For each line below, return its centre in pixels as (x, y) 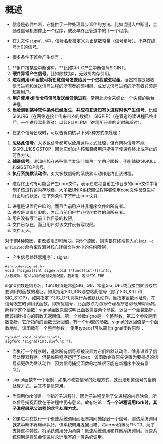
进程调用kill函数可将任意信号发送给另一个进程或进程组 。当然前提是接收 (83, 80)
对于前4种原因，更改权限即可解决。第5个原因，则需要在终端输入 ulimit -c (79, 241)
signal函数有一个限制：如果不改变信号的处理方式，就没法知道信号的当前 (84, 379)
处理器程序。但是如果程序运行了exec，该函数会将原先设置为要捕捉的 (85, 357)
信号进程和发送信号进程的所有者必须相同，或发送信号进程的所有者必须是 (84, 86)
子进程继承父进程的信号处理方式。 (46, 408)
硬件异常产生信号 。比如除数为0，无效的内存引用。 (63, 73)
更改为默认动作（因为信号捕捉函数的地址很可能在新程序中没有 (82, 363)
